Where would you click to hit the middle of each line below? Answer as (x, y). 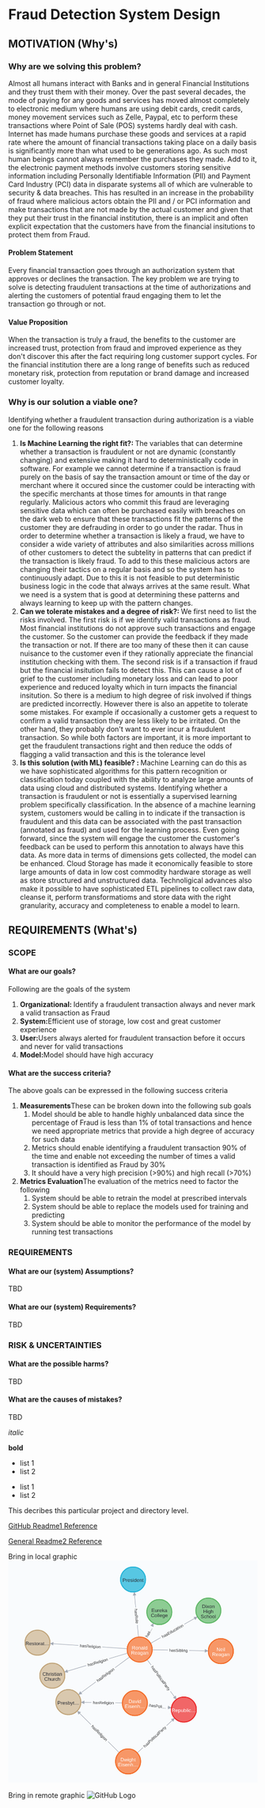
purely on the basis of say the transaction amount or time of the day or (135, 477)
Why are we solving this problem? (75, 66)
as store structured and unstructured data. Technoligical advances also (136, 880)
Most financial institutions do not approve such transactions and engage (137, 628)
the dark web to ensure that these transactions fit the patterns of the (131, 519)
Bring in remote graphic (47, 1795)
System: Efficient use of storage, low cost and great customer (120, 1021)
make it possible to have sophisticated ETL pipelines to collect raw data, (137, 888)
